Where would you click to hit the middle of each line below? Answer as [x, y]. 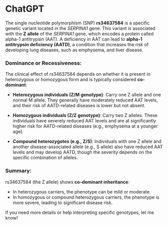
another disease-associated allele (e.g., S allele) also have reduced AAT [88, 147]
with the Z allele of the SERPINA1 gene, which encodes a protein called [79, 34]
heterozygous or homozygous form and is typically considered [71, 80]
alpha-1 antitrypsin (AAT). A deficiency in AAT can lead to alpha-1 [74, 39]
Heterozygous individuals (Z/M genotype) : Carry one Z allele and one [87, 95]
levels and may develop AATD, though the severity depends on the [82, 152]
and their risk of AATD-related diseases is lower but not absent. [79, 106]
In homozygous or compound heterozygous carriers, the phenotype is [86, 197]
